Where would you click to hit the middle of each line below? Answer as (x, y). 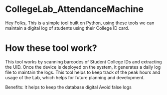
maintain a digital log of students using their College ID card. (67, 28)
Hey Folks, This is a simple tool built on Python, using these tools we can (80, 23)
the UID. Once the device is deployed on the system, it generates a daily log (83, 67)
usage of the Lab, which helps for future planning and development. (75, 77)
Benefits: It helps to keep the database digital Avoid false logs (69, 87)
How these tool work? (51, 48)
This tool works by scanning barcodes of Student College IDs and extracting (83, 62)
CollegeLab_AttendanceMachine (74, 9)
